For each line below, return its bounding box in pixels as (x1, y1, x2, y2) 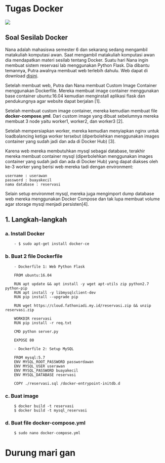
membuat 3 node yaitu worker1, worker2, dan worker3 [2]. (5, 118, 124, 124)
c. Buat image (5, 392, 39, 399)
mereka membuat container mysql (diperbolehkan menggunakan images (5, 153, 153, 159)
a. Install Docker (5, 231, 45, 237)
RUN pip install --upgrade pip (14, 294, 79, 299)
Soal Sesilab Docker (5, 33, 68, 42)
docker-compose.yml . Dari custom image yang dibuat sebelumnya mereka (5, 113, 159, 119)
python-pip (5, 285, 28, 291)
